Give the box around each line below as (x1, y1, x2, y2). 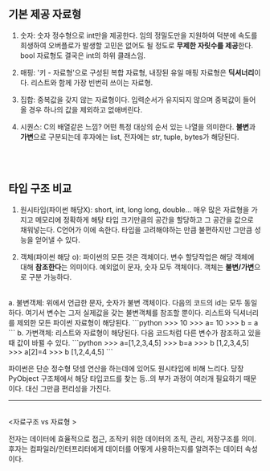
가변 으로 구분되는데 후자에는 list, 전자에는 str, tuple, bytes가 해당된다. (19, 132, 239, 141)
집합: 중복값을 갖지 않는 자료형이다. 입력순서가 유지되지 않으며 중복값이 (19, 95, 241, 104)
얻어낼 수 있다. (35, 235, 80, 244)
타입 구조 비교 (8, 182, 72, 195)
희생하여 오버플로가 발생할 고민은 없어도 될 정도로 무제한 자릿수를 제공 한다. (19, 40, 254, 50)
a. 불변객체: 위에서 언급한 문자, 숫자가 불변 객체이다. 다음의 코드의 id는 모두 (8, 297, 243, 307)
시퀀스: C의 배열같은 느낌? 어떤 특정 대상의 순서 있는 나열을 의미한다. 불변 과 (19, 121, 256, 131)
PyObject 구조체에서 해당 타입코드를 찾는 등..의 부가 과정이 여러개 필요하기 (8, 373, 243, 383)
